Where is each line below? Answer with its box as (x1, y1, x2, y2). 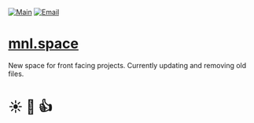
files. (8, 69, 24, 78)
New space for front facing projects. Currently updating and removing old (8, 60, 247, 70)
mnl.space (8, 35, 79, 52)
